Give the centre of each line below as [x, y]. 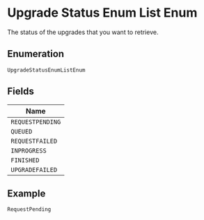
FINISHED [25, 160]
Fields [21, 92]
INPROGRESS [29, 150]
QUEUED [22, 131]
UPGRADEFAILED [34, 170]
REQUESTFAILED [34, 141]
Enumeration [36, 54]
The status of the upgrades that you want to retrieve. [83, 32]
